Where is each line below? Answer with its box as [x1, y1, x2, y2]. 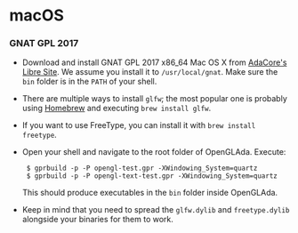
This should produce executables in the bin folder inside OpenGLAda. [21, 188, 278, 198]
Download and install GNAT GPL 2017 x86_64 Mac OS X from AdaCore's [21, 57, 287, 68]
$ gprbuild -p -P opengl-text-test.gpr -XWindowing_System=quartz [26, 172, 278, 181]
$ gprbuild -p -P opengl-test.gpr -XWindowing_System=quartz [26, 164, 258, 173]
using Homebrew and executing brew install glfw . [21, 103, 212, 114]
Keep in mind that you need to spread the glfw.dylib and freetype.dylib [21, 205, 290, 215]
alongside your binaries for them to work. [21, 214, 173, 225]
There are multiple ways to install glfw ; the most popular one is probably [21, 93, 287, 104]
